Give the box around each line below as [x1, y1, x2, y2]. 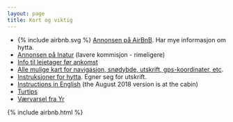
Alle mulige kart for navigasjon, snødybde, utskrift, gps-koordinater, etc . [17, 65, 224, 73]
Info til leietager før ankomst [17, 58, 99, 66]
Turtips [17, 87, 38, 96]
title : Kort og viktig [7, 17, 73, 24]
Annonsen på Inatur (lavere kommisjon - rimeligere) [17, 50, 166, 59]
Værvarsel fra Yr [17, 94, 65, 103]
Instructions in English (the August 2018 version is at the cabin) [17, 80, 198, 88]
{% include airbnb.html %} [7, 108, 83, 116]
